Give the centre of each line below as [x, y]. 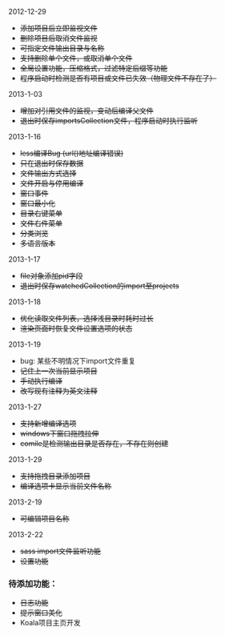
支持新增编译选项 [48, 423]
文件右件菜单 [41, 223]
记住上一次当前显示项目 [58, 371]
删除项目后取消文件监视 [58, 38]
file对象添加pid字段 [51, 276]
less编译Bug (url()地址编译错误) [72, 153]
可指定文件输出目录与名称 [62, 48]
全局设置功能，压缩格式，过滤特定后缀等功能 [94, 68]
